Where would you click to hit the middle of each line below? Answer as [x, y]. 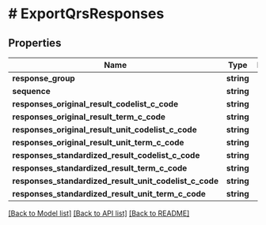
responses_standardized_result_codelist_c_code [106, 155]
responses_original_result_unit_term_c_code [98, 142]
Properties [35, 43]
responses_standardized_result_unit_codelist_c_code [116, 181]
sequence [31, 91]
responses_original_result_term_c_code [89, 117]
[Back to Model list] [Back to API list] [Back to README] [99, 213]
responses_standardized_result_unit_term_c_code [109, 194]
